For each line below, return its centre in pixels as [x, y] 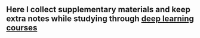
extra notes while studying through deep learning [100, 19]
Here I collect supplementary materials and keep [99, 10]
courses [22, 28]
